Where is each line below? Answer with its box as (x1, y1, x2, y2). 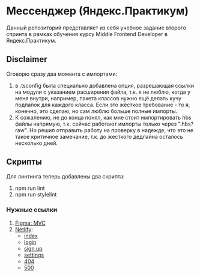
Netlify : (14, 225, 33, 233)
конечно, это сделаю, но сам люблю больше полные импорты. (14, 107, 178, 115)
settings (23, 251, 44, 258)
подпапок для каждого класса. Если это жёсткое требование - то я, (14, 101, 190, 108)
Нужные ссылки (6, 205, 58, 214)
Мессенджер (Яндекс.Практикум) (6, 4, 189, 18)
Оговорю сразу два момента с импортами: (6, 70, 118, 78)
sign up (23, 245, 43, 252)
